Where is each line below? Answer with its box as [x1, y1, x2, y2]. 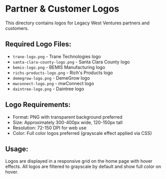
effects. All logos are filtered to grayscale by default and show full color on [5, 163, 161, 170]
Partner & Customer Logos [5, 3, 119, 15]
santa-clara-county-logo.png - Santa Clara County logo [12, 59, 130, 65]
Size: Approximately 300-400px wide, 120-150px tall [12, 119, 123, 125]
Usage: [5, 145, 29, 153]
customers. [5, 25, 29, 31]
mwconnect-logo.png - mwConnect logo [12, 80, 94, 86]
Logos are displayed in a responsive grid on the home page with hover [5, 158, 153, 164]
